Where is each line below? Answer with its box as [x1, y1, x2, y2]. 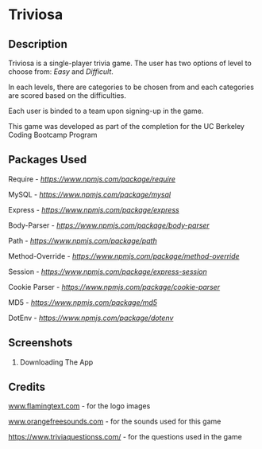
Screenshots [8, 336, 73, 349]
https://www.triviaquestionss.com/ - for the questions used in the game [8, 432, 242, 442]
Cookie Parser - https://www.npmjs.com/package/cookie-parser [8, 282, 221, 291]
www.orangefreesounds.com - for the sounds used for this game [8, 416, 222, 427]
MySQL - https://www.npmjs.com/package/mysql [8, 189, 171, 199]
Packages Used [8, 153, 87, 166]
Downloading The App [19, 357, 94, 367]
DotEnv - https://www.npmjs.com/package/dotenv [8, 313, 174, 322]
